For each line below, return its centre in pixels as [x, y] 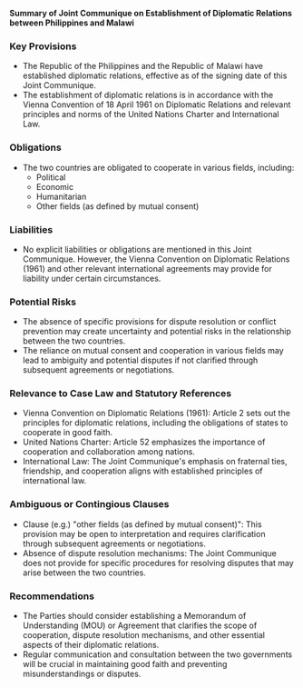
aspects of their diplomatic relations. [91, 645]
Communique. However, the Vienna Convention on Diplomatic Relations [156, 259]
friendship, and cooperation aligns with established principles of [142, 471]
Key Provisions [43, 46]
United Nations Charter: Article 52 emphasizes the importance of [144, 442]
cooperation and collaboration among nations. [108, 452]
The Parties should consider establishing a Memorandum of [134, 616]
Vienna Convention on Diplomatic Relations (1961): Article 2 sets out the [156, 414]
